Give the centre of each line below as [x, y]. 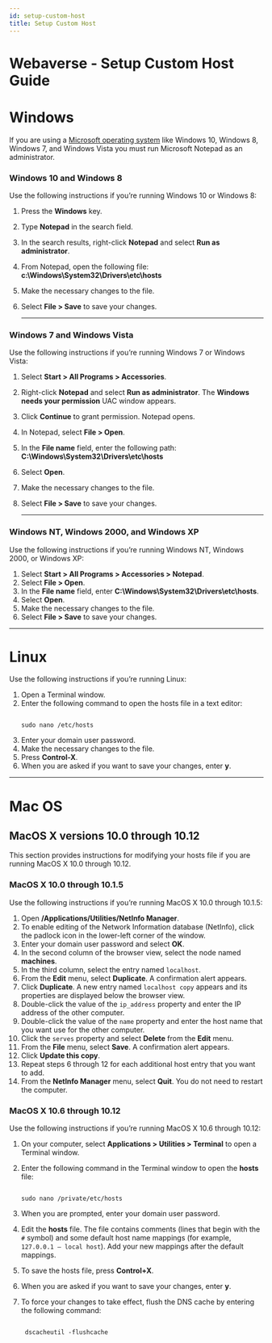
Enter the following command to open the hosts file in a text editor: [132, 703]
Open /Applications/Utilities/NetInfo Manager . [100, 918]
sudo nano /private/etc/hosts [72, 1199]
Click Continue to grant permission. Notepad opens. [108, 417]
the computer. [44, 1089]
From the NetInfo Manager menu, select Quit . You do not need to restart [142, 1081]
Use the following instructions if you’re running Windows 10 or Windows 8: [133, 195]
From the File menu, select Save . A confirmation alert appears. [125, 1047]
